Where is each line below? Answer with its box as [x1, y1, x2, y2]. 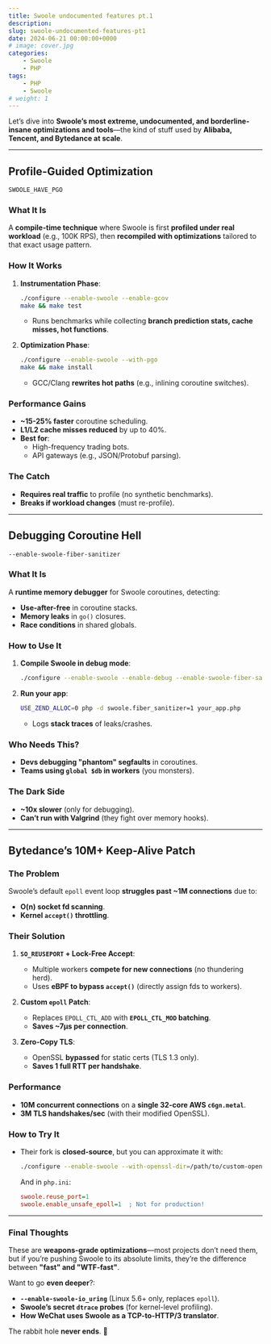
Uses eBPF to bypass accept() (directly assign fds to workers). [31, 982, 242, 991]
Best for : [19, 433, 50, 444]
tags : [8, 72, 27, 80]
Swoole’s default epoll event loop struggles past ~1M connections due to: [8, 887, 258, 896]
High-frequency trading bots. [31, 442, 130, 452]
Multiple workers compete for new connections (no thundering [31, 965, 244, 975]
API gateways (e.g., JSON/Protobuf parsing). [31, 451, 181, 461]
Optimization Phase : [19, 340, 90, 350]
